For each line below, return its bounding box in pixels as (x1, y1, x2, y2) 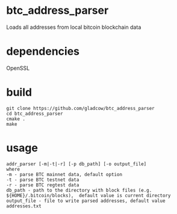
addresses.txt (6, 203, 42, 209)
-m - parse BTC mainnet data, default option (6, 171, 122, 177)
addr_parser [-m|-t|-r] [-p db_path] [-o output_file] (6, 160, 147, 167)
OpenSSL (6, 64, 30, 72)
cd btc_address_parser (6, 111, 63, 117)
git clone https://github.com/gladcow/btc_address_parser (6, 105, 155, 111)
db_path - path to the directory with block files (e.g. (6, 187, 152, 193)
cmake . (6, 115, 26, 122)
